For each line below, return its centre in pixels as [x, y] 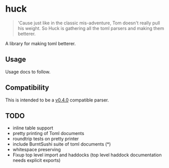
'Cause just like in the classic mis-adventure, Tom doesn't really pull [89, 23]
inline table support [33, 128]
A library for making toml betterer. [41, 43]
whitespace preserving [37, 150]
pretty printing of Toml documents [48, 133]
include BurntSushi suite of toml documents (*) [62, 144]
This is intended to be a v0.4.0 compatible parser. [57, 100]
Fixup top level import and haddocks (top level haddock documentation [87, 155]
